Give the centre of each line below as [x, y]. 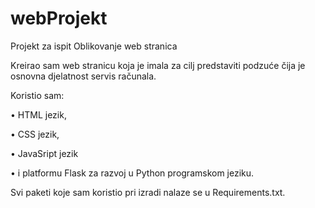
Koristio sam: [37, 95]
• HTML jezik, [38, 114]
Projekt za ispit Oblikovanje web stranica [94, 46]
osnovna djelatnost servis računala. [83, 76]
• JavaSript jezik [44, 153]
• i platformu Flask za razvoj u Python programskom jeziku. [132, 173]
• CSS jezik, [35, 134]
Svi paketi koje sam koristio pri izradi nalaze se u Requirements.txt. [148, 192]
